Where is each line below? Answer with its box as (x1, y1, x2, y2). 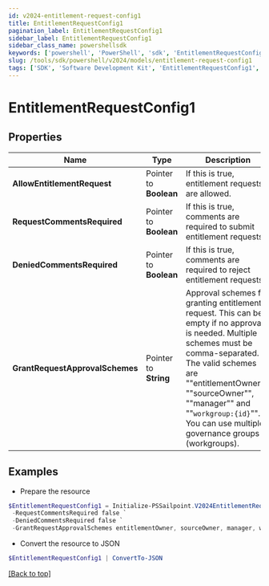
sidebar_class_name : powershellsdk (8, 42, 127, 50)
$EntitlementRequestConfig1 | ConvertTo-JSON (8, 555, 163, 563)
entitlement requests (185, 177, 263, 189)
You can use (185, 417, 232, 429)
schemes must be (185, 337, 253, 348)
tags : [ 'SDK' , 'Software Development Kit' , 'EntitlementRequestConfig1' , (8, 64, 260, 72)
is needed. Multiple (185, 327, 258, 338)
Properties (8, 130, 62, 144)
